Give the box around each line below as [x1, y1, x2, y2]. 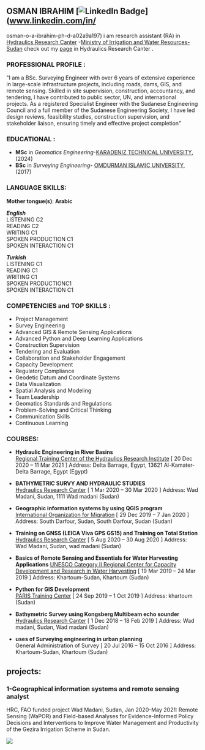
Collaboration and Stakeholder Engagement [15, 354, 125, 362]
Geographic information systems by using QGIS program [15, 505, 163, 512]
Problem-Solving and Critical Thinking [15, 406, 111, 414]
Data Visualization [15, 381, 61, 387]
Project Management [15, 316, 69, 322]
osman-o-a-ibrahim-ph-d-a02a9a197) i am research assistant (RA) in [6, 32, 181, 39]
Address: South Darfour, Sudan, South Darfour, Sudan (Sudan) [15, 518, 173, 525]
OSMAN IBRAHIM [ [6, 6, 80, 17]
